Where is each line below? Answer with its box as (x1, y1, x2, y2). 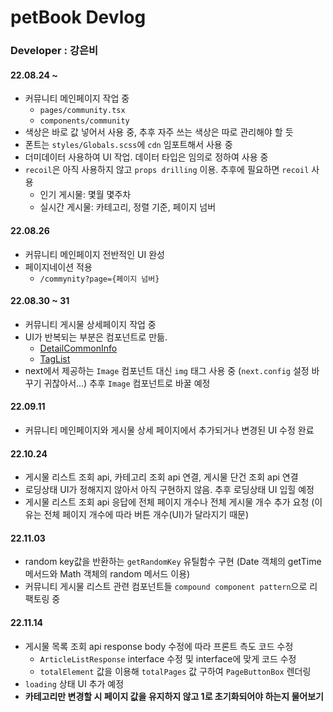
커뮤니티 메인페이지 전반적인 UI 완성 (24, 248, 165, 260)
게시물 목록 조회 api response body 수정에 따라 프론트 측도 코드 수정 (24, 640, 294, 652)
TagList (39, 352, 71, 365)
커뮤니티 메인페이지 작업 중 (24, 92, 130, 105)
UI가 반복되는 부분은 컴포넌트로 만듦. (24, 331, 168, 343)
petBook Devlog (10, 6, 147, 29)
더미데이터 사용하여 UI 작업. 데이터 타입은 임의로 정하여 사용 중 (24, 151, 269, 163)
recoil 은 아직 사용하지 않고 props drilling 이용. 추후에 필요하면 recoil (24, 164, 310, 176)
